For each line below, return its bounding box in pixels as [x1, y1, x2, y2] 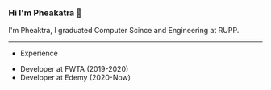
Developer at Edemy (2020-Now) [19, 72, 131, 83]
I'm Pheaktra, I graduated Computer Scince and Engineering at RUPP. [8, 26, 240, 35]
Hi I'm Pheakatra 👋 [8, 7, 82, 18]
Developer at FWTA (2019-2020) [19, 64, 129, 74]
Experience [19, 48, 58, 59]
